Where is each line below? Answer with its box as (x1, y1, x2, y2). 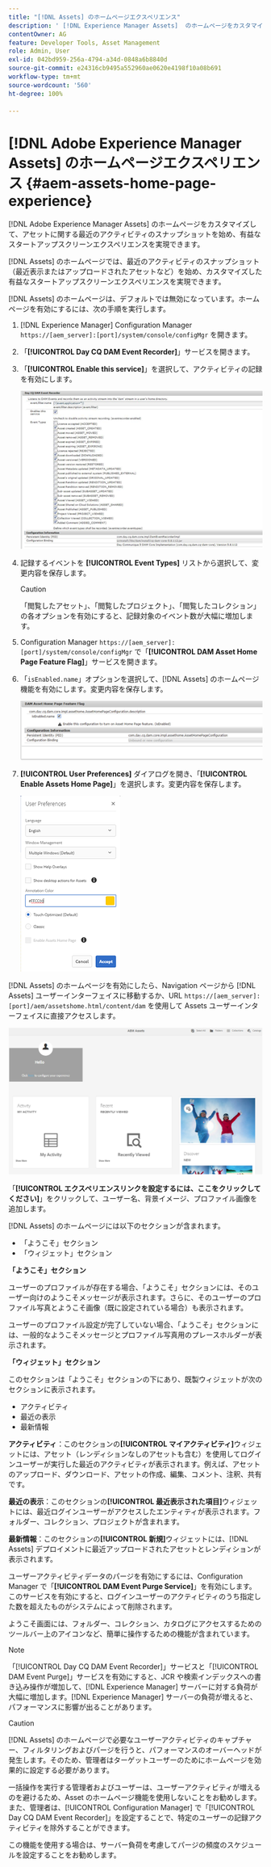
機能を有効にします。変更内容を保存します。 (19, 684, 168, 694)
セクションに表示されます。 (8, 1385, 100, 1394)
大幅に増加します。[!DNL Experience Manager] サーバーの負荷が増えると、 (8, 1692, 257, 1702)
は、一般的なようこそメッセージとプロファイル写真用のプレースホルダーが (8, 1330, 256, 1340)
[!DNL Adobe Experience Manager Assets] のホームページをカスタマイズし (8, 219, 257, 229)
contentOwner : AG (8, 30, 67, 38)
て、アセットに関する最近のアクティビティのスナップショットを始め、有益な (8, 229, 261, 239)
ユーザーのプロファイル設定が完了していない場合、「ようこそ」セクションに (8, 1320, 260, 1330)
